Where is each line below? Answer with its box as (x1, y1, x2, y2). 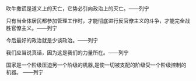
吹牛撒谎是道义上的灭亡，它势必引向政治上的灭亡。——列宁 (6, 5, 149, 12)
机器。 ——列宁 (6, 69, 44, 75)
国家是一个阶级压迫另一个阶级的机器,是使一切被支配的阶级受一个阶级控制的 (6, 61, 187, 68)
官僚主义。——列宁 (10, 25, 57, 31)
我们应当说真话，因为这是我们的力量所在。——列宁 (6, 49, 129, 56)
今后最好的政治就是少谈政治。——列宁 (6, 37, 98, 43)
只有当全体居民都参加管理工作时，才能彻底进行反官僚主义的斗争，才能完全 (6, 17, 185, 24)
